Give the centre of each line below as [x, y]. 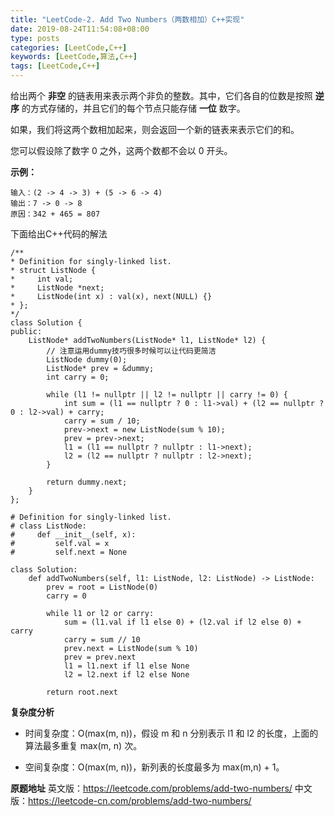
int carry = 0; [78, 377]
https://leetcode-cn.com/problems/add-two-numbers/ [140, 800]
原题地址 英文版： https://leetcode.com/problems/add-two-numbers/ [151, 788]
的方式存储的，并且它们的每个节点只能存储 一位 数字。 [133, 108]
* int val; [42, 279]
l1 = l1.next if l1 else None [126, 666]
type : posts [35, 38]
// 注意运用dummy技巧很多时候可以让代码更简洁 [131, 351]
